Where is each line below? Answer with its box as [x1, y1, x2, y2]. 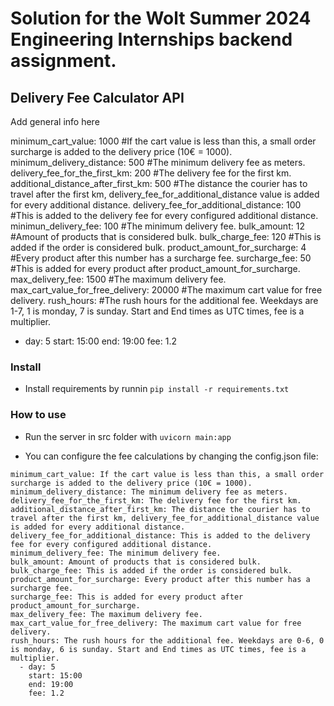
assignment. [10, 50, 117, 72]
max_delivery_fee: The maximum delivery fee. [10, 609, 203, 619]
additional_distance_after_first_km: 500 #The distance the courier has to [10, 178, 308, 189]
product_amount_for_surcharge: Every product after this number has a [10, 574, 311, 584]
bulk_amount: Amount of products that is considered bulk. [10, 557, 262, 567]
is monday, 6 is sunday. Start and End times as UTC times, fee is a [10, 644, 307, 654]
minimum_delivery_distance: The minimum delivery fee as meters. [10, 487, 288, 497]
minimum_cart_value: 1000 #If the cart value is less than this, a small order [10, 135, 317, 147]
